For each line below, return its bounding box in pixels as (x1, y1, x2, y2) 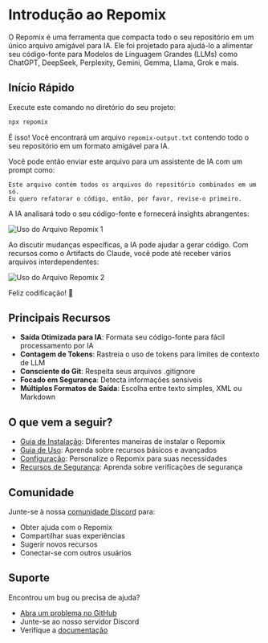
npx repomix (8, 118, 48, 126)
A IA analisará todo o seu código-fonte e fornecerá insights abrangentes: (8, 209, 250, 218)
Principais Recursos (8, 311, 111, 325)
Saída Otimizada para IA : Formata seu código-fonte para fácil (19, 332, 225, 342)
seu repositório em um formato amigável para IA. (8, 140, 170, 150)
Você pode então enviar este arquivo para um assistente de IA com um (8, 157, 243, 166)
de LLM (19, 358, 46, 368)
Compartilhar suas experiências (19, 531, 126, 541)
